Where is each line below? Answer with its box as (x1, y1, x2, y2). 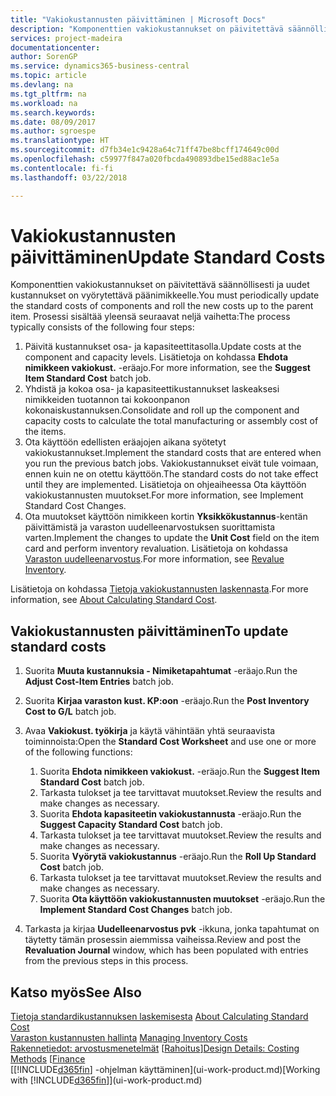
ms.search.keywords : (10, 107, 97, 118)
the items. (24, 426, 67, 438)
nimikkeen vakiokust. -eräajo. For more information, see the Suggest (24, 362, 311, 374)
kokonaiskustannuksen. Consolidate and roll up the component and (24, 404, 300, 416)
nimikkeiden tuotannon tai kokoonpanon (24, 394, 191, 406)
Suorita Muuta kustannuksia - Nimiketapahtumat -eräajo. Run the (24, 665, 298, 677)
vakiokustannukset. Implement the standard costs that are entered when (24, 447, 322, 459)
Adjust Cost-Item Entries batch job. (24, 676, 174, 688)
